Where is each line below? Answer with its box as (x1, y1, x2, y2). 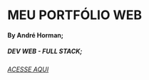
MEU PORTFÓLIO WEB (7, 7, 143, 23)
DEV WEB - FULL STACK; (7, 47, 83, 56)
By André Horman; (7, 30, 64, 39)
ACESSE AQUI (7, 64, 49, 74)
